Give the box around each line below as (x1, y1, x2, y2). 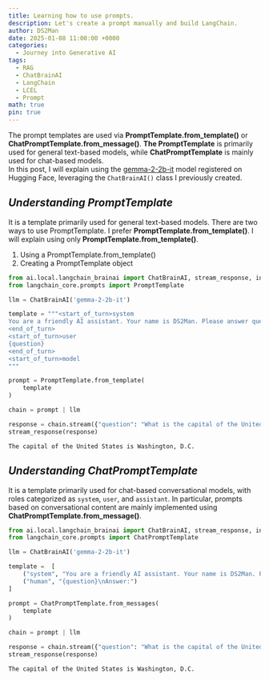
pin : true (8, 109, 42, 117)
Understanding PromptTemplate (8, 196, 174, 210)
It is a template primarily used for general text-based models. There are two (8, 217, 258, 226)
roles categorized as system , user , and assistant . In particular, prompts (8, 494, 243, 503)
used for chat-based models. (8, 156, 104, 165)
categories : (8, 42, 48, 50)
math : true (8, 101, 45, 109)
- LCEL (15, 86, 38, 94)
